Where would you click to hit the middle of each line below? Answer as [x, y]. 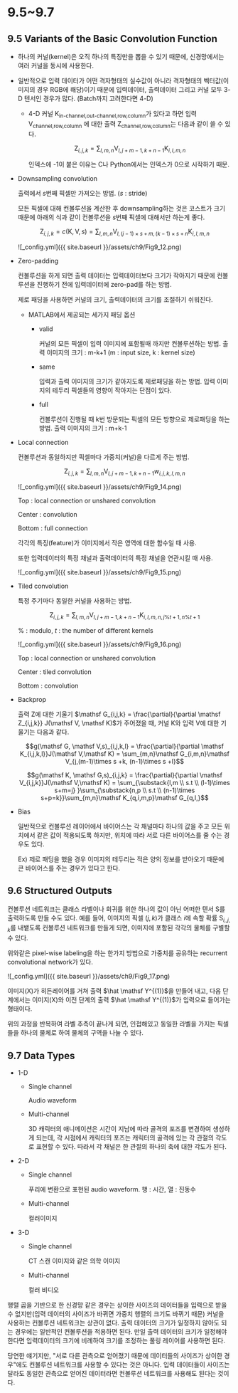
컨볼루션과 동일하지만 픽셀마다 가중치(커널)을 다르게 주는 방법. [103, 457]
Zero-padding [38, 261]
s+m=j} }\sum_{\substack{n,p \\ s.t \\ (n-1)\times [125, 790]
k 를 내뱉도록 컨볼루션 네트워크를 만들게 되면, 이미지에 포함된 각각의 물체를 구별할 [119, 929]
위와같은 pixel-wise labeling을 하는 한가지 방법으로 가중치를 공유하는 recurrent [118, 953]
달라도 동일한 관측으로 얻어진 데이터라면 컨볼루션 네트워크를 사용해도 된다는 [112, 1373]
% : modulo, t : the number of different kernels [86, 630]
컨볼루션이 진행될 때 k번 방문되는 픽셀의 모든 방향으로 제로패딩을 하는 [134, 419]
